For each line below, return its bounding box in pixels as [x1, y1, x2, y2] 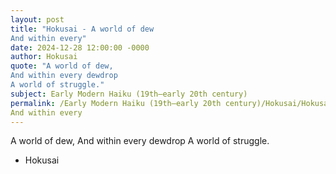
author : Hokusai [10, 52, 78, 62]
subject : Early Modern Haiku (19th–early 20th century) [10, 89, 248, 99]
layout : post [10, 14, 65, 25]
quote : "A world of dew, [10, 61, 114, 71]
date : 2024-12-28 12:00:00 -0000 [10, 42, 150, 53]
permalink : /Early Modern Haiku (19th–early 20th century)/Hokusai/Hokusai [10, 98, 333, 108]
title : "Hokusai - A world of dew [10, 24, 155, 34]
